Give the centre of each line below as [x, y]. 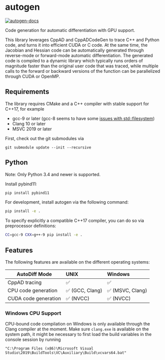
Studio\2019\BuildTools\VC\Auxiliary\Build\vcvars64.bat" [66, 353]
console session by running [33, 340]
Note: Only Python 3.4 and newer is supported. [53, 174]
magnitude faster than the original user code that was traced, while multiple [82, 66]
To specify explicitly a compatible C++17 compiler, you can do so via [75, 221]
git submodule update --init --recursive [48, 147]
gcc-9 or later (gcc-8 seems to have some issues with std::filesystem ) [83, 118]
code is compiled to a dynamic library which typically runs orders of [74, 60]
